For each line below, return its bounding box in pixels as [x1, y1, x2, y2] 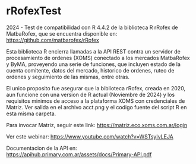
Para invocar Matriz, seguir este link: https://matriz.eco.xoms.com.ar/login [6, 121, 188, 128]
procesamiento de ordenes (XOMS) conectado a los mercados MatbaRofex [6, 54, 190, 61]
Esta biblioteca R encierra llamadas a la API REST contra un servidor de [6, 48, 181, 55]
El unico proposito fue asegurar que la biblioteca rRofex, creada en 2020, [6, 84, 186, 92]
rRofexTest [6, 4, 62, 18]
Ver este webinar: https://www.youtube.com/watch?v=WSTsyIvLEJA [6, 133, 174, 140]
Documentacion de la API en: [6, 144, 77, 152]
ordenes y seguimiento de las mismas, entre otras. [6, 73, 129, 80]
